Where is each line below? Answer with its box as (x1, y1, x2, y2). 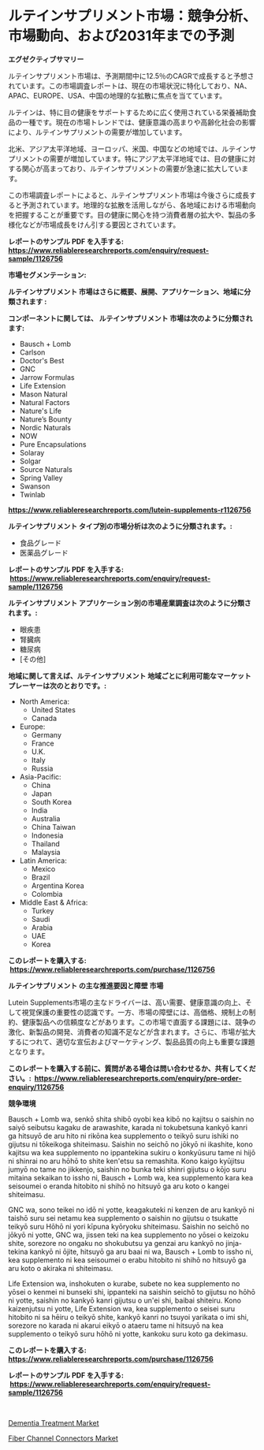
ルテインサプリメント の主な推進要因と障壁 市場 (8, 980, 164, 990)
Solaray (19, 448, 45, 457)
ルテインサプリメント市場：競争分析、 (8, 7, 258, 25)
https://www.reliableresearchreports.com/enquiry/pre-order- (34, 1073, 242, 1083)
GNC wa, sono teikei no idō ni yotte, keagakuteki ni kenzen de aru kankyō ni (8, 1205, 255, 1214)
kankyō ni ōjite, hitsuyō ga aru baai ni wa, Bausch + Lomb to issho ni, (29, 1247, 254, 1256)
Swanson (19, 481, 50, 491)
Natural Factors (19, 397, 70, 407)
